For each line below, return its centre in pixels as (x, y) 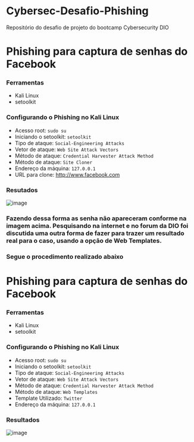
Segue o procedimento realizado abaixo (65, 256)
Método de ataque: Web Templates (56, 391)
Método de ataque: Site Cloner (54, 162)
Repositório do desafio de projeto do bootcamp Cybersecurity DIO (87, 27)
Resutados (22, 190)
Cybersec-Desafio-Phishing (77, 11)
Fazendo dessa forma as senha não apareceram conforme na (96, 218)
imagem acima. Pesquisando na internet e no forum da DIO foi (97, 225)
